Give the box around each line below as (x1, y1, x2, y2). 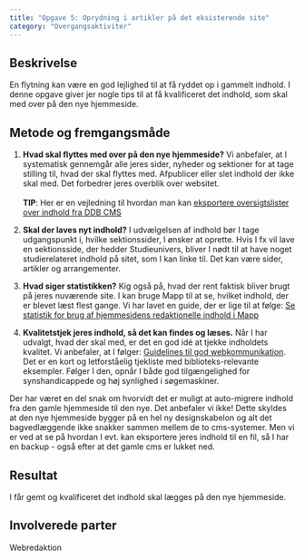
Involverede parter (9, 518, 117, 534)
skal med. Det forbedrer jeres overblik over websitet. (22, 178, 220, 189)
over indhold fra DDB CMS (22, 207, 123, 218)
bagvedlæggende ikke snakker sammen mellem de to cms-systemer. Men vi (9, 422, 295, 433)
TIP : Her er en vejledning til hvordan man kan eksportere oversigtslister (22, 197, 290, 209)
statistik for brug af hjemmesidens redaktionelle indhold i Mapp (22, 309, 260, 320)
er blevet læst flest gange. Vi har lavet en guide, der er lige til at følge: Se (22, 300, 296, 311)
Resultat (9, 467, 58, 483)
